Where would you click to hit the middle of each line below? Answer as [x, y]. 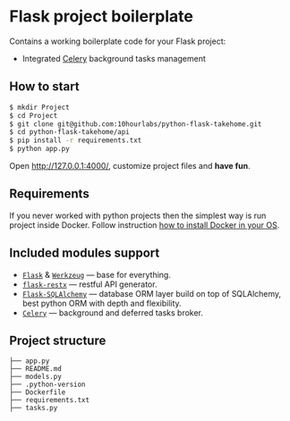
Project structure [58, 341]
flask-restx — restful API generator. [90, 284]
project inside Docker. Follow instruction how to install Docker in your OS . [145, 224]
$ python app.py [39, 149]
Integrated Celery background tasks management [114, 58]
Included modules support [85, 253]
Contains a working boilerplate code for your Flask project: [118, 41]
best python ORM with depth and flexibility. [102, 303]
